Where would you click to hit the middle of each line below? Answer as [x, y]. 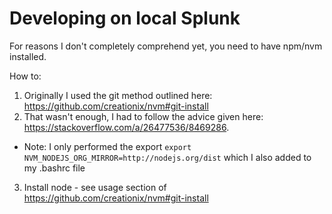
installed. [28, 56]
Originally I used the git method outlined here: [118, 95]
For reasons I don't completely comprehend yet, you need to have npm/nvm [166, 46]
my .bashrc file [54, 168]
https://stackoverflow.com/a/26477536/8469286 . [126, 127]
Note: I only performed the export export [107, 146]
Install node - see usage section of [95, 187]
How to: [25, 76]
